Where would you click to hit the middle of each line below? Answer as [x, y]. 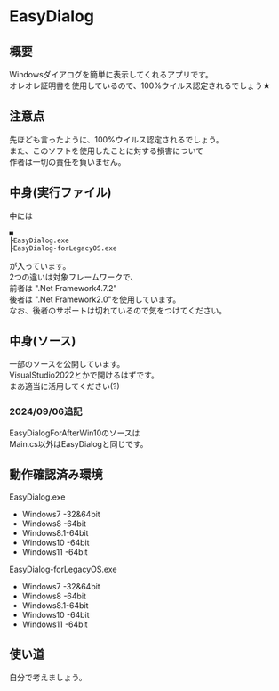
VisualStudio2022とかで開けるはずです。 [84, 375]
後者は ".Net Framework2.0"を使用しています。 [95, 299]
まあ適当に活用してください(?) [64, 386]
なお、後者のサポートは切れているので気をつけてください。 [118, 310]
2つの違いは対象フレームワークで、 [74, 277]
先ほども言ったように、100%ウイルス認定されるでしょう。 [116, 139]
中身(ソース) [43, 341]
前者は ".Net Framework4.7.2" [63, 288]
